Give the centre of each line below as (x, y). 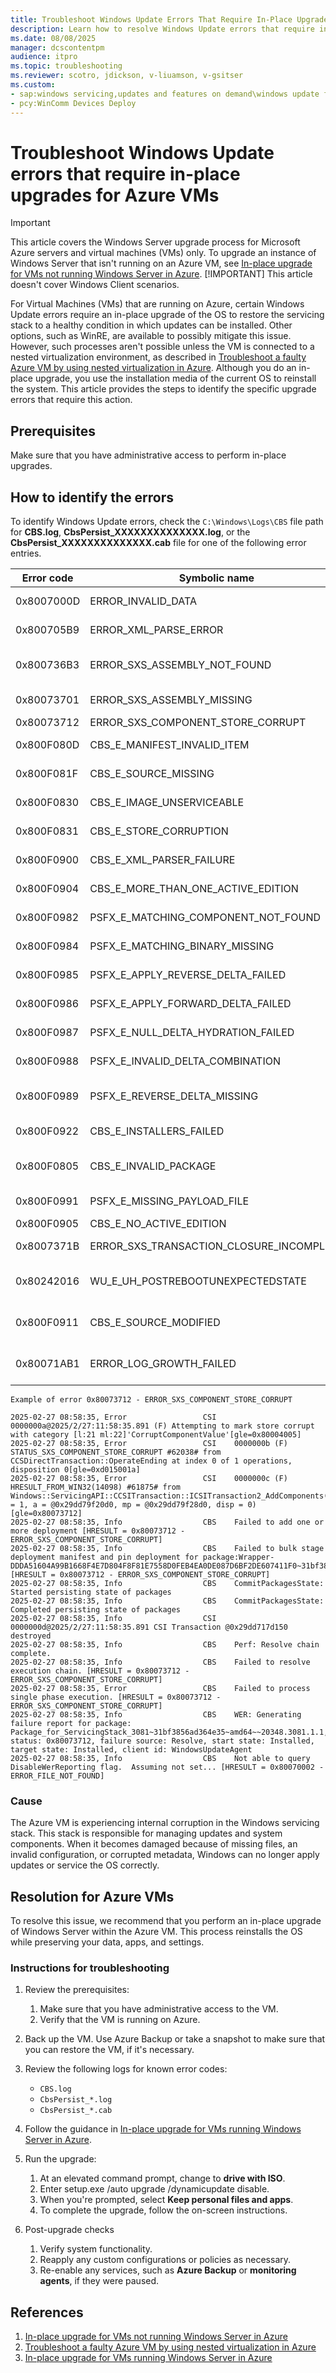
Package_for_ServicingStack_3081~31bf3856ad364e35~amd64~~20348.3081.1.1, (169, 1732)
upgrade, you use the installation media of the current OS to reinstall (175, 378)
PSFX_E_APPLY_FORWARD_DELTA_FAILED (190, 1004)
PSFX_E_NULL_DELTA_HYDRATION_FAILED (192, 1033)
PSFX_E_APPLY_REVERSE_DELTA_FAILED (188, 975)
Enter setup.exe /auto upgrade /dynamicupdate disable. (154, 2189)
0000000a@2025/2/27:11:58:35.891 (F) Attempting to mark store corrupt (162, 1426)
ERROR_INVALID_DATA (143, 601)
